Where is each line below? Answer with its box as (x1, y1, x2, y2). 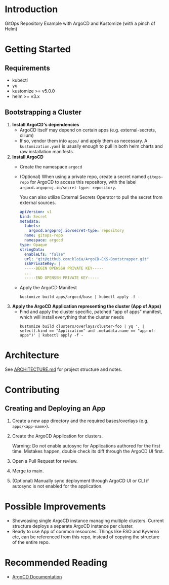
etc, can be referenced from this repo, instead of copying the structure (12, 534, 160, 540)
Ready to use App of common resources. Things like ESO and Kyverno (12, 528, 159, 534)
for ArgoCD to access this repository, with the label (30, 179, 137, 185)
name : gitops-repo (24, 233, 63, 238)
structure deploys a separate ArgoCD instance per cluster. (12, 523, 134, 529)
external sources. (19, 199, 56, 205)
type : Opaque (19, 242, 48, 247)
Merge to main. (12, 468, 44, 474)
